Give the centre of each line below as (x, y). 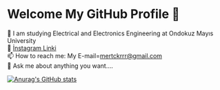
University (22, 40)
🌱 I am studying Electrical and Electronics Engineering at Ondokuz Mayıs (110, 33)
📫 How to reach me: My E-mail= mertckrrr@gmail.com (85, 55)
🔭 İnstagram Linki (32, 48)
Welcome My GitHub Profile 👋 (94, 14)
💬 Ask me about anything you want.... (60, 66)
